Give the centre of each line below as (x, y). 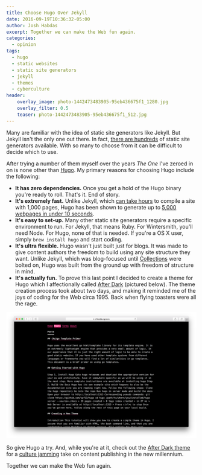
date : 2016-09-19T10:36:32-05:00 (48, 19)
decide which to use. (32, 151)
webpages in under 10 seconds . (55, 214)
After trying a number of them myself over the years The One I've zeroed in (100, 164)
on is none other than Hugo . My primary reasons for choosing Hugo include (100, 170)
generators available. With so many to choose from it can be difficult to (94, 145)
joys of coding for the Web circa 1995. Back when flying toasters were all (106, 297)
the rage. (26, 303)
